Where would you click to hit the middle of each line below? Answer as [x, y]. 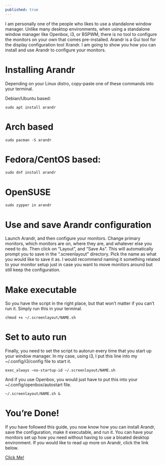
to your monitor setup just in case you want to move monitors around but [79, 265]
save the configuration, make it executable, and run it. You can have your [79, 432]
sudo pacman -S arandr [28, 140]
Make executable [41, 290]
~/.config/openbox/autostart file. [38, 385]
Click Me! [15, 458]
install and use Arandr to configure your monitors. [55, 50]
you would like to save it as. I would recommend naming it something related [82, 259]
